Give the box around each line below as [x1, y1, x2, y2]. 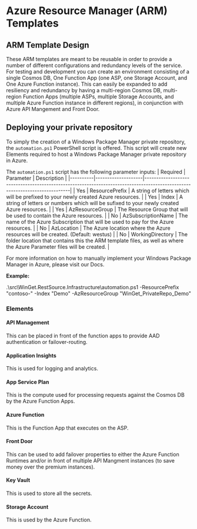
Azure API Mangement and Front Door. [6, 106, 100, 112]
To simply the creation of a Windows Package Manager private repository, [6, 138, 186, 145]
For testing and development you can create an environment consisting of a [6, 68, 190, 75]
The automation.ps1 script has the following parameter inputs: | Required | [6, 168, 186, 175]
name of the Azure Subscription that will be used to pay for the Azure [6, 218, 174, 225]
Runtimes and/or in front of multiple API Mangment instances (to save [6, 457, 175, 464]
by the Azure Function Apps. [6, 398, 75, 405]
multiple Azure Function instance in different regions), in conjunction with [6, 99, 183, 106]
